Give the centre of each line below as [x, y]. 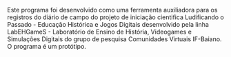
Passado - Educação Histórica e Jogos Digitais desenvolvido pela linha [108, 24]
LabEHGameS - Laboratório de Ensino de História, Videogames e [99, 32]
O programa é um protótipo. [47, 46]
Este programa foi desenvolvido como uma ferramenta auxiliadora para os [112, 10]
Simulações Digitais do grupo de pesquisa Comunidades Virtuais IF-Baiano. [114, 39]
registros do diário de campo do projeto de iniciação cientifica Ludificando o [115, 17]
